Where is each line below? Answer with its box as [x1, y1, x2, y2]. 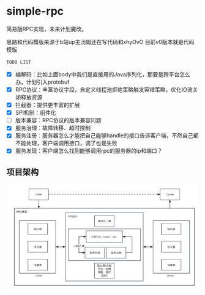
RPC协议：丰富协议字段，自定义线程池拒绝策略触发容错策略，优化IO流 [15, 86, 193, 93]
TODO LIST [6, 59, 32, 65]
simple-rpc [6, 4, 64, 18]
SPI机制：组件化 [15, 109, 56, 117]
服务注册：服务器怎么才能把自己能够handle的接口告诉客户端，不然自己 [15, 132, 194, 139]
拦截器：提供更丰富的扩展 [15, 101, 80, 109]
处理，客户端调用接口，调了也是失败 [26, 139, 117, 147]
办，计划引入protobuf [15, 78, 70, 86]
